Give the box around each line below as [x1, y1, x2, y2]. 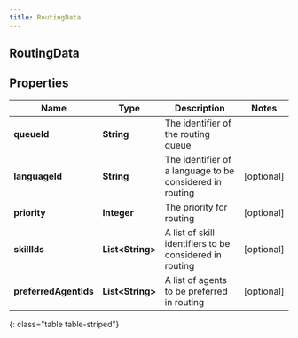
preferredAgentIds [13, 285, 95, 297]
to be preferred [164, 285, 228, 297]
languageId [13, 170, 63, 182]
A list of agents [164, 273, 228, 286]
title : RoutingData [9, 12, 82, 22]
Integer [102, 206, 135, 219]
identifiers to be [164, 237, 231, 250]
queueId [13, 127, 50, 140]
